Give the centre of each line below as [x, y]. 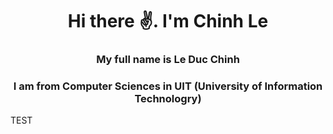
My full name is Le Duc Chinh [168, 60]
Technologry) [168, 99]
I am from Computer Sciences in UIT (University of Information [168, 86]
